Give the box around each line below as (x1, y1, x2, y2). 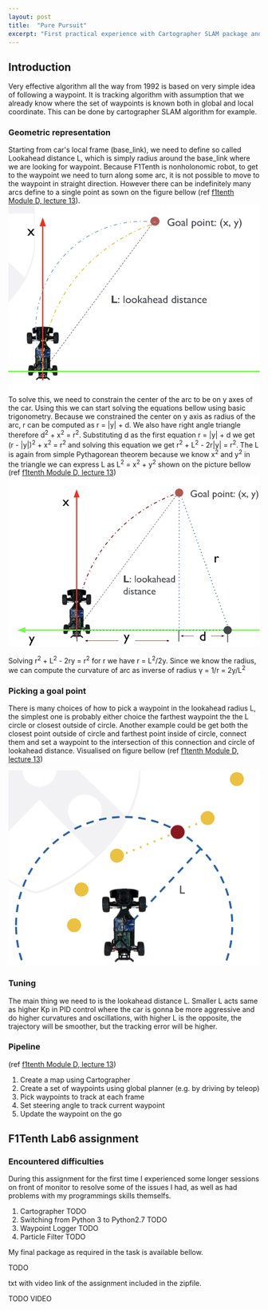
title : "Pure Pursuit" (8, 21, 88, 30)
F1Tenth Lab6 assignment (8, 1132, 140, 1146)
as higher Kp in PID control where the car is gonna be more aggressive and (8, 1004, 255, 1014)
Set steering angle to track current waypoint (19, 1100, 165, 1110)
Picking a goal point (8, 685, 86, 696)
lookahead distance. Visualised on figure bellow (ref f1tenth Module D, (8, 746, 239, 755)
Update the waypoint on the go (19, 1109, 122, 1118)
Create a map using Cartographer (19, 1075, 131, 1085)
